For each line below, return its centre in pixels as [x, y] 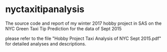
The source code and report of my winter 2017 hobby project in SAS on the [83, 23]
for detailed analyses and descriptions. [46, 43]
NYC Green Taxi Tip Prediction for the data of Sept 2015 [64, 28]
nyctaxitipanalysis [45, 9]
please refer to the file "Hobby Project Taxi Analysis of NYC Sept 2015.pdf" [83, 38]
